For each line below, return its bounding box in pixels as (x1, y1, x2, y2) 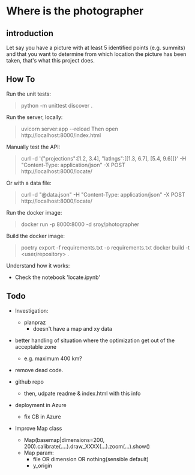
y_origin (32, 462, 52, 469)
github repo (14, 378, 44, 385)
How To (6, 74, 35, 85)
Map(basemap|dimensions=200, (23, 436, 105, 443)
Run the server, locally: (6, 113, 63, 121)
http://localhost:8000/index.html (20, 131, 101, 139)
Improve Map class (14, 424, 62, 432)
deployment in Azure (14, 401, 67, 408)
